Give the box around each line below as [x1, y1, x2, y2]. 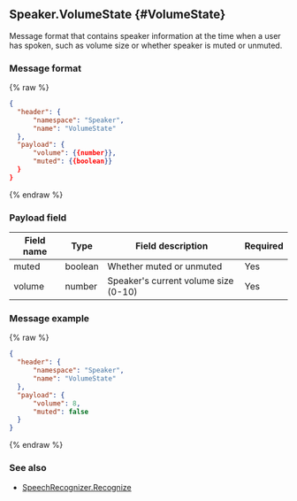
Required [244, 240, 284, 252]
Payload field [9, 212, 67, 224]
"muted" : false [32, 407, 89, 416]
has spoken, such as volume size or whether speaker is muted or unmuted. [9, 40, 283, 50]
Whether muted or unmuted [107, 260, 223, 273]
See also [9, 462, 47, 474]
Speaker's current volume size [107, 274, 234, 287]
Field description [135, 240, 209, 252]
